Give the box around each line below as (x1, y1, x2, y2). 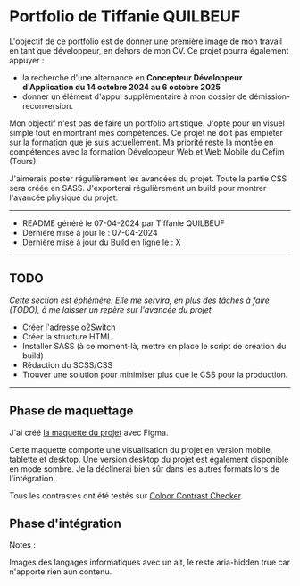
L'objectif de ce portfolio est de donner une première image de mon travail (9, 36, 283, 46)
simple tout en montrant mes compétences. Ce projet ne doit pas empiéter (9, 127, 284, 138)
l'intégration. (9, 473, 56, 483)
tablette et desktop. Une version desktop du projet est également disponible (9, 454, 289, 465)
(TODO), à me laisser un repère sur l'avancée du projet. (9, 304, 214, 314)
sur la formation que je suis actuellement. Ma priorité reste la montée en (9, 137, 274, 147)
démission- (248, 91, 291, 102)
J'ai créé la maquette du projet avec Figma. (9, 427, 169, 438)
